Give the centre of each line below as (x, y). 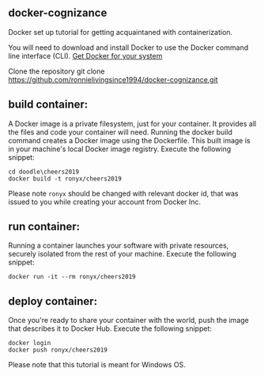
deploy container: (53, 301)
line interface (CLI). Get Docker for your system (85, 55)
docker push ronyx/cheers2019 (58, 350)
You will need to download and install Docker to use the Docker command (128, 47)
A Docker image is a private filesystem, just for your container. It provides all (132, 123)
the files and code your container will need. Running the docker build (121, 132)
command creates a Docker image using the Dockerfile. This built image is (129, 140)
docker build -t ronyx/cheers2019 (65, 179)
